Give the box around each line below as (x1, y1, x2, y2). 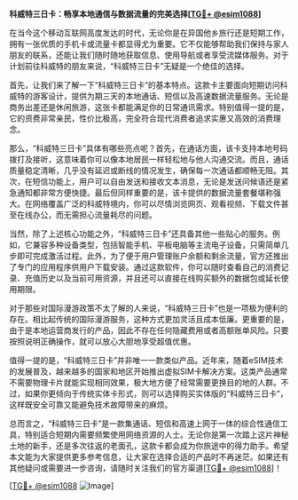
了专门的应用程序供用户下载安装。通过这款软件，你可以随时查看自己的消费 (9, 262, 281, 272)
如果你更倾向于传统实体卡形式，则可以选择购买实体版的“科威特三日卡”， (24, 388, 288, 399)
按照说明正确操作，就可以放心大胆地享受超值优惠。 (9, 337, 196, 346)
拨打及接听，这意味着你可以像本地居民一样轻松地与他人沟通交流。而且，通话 (9, 155, 289, 164)
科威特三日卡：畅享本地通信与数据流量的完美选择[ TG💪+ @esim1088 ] (9, 9, 262, 19)
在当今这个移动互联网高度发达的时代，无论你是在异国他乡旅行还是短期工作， (9, 28, 289, 38)
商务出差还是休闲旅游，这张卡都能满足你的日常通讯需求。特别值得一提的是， (9, 102, 289, 112)
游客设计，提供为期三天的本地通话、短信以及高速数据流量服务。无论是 (32, 91, 289, 101)
